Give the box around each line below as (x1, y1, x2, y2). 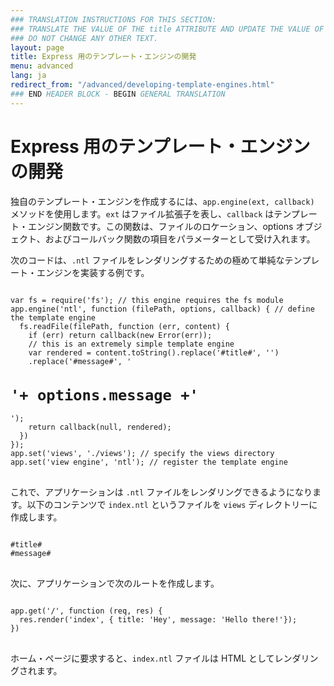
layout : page (10, 42, 65, 53)
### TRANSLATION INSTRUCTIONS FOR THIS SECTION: (10, 14, 217, 25)
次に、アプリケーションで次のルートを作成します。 (10, 577, 220, 589)
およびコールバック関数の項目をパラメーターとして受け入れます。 (44, 232, 316, 245)
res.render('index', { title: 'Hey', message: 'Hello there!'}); (19, 614, 298, 625)
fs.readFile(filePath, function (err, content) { (19, 321, 230, 331)
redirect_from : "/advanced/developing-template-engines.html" (10, 80, 275, 90)
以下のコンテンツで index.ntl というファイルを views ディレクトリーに (26, 498, 318, 510)
